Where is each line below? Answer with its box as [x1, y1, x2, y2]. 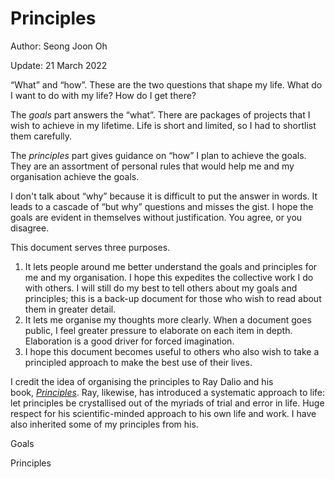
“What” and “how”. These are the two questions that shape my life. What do [10, 78, 323, 91]
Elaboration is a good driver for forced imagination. [24, 335, 235, 347]
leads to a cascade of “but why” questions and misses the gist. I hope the [10, 200, 314, 212]
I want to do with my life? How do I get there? [10, 89, 197, 101]
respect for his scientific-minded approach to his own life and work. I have [10, 407, 317, 419]
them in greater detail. [24, 303, 117, 315]
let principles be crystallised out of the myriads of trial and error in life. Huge [10, 397, 325, 409]
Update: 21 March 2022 [10, 59, 108, 71]
